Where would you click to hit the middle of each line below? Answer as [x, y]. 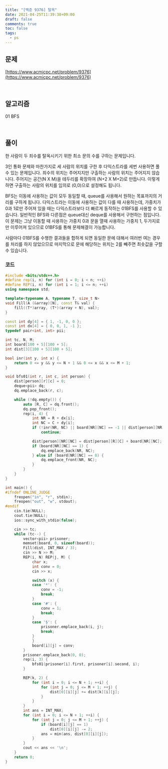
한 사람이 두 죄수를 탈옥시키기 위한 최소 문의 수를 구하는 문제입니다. [70, 156]
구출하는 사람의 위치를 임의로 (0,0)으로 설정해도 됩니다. [68, 185]
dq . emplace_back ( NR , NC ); [68, 451]
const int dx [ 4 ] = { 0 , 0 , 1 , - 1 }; [43, 326]
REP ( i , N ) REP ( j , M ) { [47, 557]
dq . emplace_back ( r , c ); [39, 391]
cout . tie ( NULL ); [31, 516]
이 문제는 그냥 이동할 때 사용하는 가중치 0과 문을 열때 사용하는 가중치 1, [74, 221]
